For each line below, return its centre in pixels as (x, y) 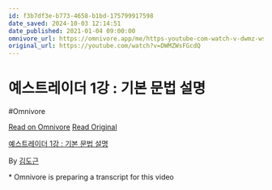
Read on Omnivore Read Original (63, 127)
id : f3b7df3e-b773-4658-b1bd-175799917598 (81, 16)
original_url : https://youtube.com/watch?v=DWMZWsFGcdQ (104, 46)
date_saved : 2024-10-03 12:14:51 (65, 23)
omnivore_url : (32, 38)
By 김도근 (23, 161)
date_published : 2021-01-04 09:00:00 (72, 31)
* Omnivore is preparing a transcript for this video (91, 177)
